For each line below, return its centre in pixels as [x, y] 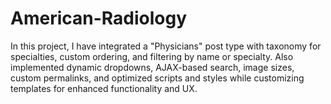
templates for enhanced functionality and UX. [104, 88]
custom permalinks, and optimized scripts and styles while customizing [157, 78]
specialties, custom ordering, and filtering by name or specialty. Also [152, 56]
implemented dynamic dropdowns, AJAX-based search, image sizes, [152, 67]
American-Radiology [99, 18]
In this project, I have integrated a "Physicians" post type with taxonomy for [166, 46]
